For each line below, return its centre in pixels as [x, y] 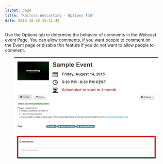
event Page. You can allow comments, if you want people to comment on [78, 40]
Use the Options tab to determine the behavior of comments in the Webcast [81, 35]
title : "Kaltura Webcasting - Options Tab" [50, 15]
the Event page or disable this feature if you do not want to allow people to [80, 45]
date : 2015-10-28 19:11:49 [32, 20]
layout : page [18, 10]
